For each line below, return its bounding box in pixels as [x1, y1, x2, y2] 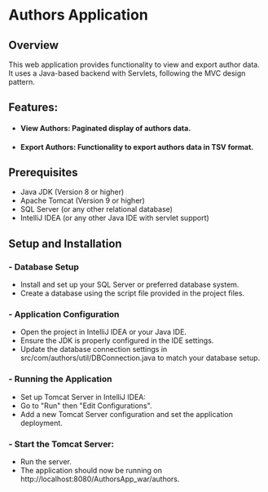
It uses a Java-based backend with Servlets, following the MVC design [8, 68, 246, 78]
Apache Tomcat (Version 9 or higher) [20, 195, 145, 205]
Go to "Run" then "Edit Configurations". [20, 401, 152, 411]
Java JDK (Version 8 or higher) [20, 187, 125, 197]
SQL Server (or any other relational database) [20, 204, 174, 214]
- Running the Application [8, 373, 112, 384]
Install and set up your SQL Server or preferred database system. [20, 279, 239, 290]
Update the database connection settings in [20, 345, 168, 354]
